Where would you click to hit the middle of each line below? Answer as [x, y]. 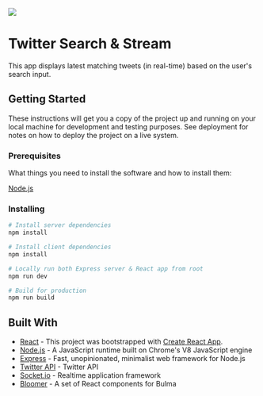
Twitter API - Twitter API [59, 367]
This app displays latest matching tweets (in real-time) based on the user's [130, 65]
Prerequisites [34, 156]
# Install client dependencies [60, 247]
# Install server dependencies [60, 225]
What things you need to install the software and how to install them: [120, 173]
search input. [30, 74]
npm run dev [28, 276]
